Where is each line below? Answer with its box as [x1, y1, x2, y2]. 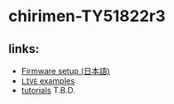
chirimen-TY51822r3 [8, 6, 166, 26]
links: [8, 41, 40, 56]
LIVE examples [20, 76, 75, 85]
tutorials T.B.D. [20, 85, 76, 95]
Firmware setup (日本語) [20, 66, 110, 76]
